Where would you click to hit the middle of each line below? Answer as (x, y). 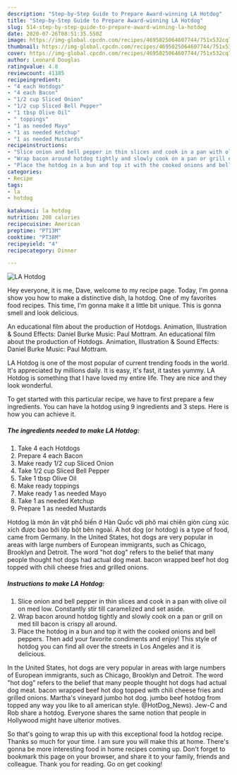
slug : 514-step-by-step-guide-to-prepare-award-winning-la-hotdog (107, 27)
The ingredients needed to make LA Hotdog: (73, 430)
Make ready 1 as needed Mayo (62, 493)
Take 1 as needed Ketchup (56, 501)
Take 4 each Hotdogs (49, 448)
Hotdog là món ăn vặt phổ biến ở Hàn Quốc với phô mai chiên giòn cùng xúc (118, 522)
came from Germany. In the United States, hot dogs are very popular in (110, 537)
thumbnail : (23, 47)
